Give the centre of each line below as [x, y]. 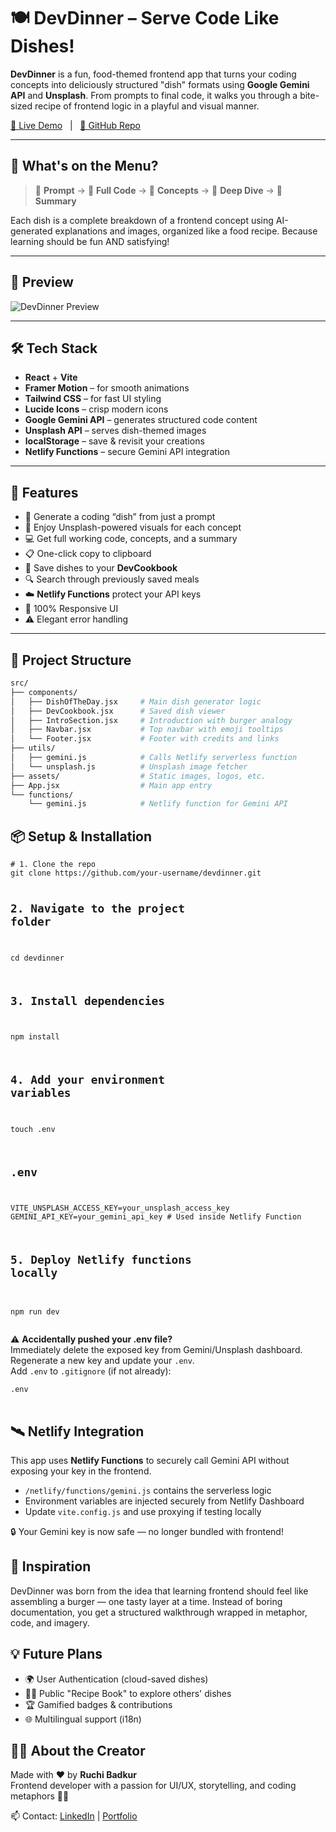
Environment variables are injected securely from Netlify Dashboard [164, 1501]
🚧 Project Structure [71, 660]
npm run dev [35, 1312]
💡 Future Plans [56, 1654]
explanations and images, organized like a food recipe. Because [186, 231]
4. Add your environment [87, 1080]
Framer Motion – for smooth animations [107, 388]
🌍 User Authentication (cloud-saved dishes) [116, 1679]
